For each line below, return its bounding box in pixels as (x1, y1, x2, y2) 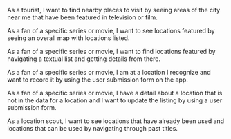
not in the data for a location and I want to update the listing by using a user (7, 96, 223, 104)
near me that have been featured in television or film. (7, 13, 158, 21)
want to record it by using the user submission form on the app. (7, 75, 189, 84)
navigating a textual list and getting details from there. (7, 55, 161, 63)
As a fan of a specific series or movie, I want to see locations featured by (7, 27, 216, 35)
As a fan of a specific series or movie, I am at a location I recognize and (7, 68, 211, 76)
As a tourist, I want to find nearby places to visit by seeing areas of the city (7, 6, 221, 14)
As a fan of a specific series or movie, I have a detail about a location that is (7, 89, 223, 97)
